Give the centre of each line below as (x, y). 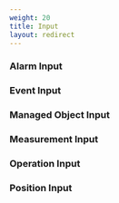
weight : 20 (30, 18)
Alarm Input (36, 66)
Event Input (35, 91)
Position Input (41, 188)
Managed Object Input (60, 115)
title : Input (34, 26)
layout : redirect (42, 34)
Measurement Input (54, 140)
